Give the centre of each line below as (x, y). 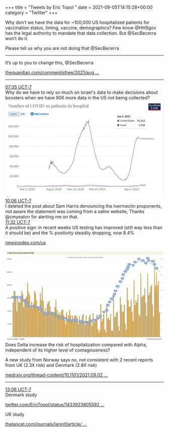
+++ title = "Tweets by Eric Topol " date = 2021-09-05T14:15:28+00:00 (79, 7)
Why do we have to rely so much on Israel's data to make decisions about (82, 92)
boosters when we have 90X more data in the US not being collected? (77, 98)
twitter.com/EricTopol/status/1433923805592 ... (55, 405)
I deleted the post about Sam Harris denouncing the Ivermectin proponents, (83, 206)
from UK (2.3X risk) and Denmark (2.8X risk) (51, 365)
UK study (15, 414)
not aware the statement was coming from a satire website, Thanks (75, 211)
